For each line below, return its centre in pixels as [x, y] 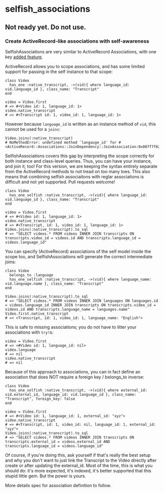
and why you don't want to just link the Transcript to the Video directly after [81, 460]
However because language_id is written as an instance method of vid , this [81, 124]
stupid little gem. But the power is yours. [46, 476]
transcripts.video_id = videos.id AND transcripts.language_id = [73, 238]
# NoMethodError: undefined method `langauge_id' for [61, 142]
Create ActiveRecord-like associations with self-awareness [77, 41]
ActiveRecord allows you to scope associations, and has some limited [75, 66]
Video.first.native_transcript [37, 314]
